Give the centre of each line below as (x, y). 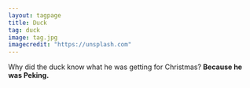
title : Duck (28, 23)
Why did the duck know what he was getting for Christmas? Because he (125, 67)
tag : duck (24, 30)
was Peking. (29, 75)
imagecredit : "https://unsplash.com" (70, 45)
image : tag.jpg (33, 37)
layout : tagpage (35, 15)
